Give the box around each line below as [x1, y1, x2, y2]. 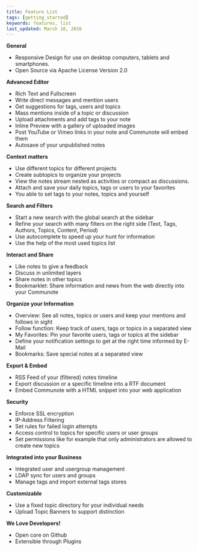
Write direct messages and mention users [14, 97, 119, 104]
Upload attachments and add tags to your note [14, 116, 131, 123]
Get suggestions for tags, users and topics [14, 103, 121, 110]
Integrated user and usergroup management [14, 465, 125, 473]
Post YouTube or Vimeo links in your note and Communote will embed [14, 129, 188, 136]
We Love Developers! [6, 520, 61, 527]
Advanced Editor [6, 78, 49, 86]
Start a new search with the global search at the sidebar [14, 214, 154, 221]
